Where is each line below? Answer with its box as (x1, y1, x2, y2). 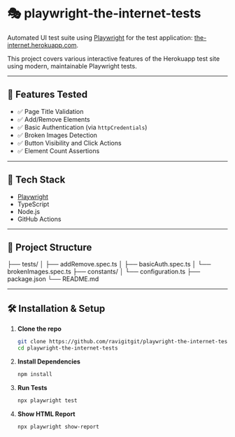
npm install (17, 371, 52, 378)
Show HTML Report (17, 410, 76, 418)
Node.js (17, 207, 41, 215)
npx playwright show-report (17, 423, 99, 430)
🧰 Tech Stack (7, 174, 66, 186)
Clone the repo (17, 324, 62, 333)
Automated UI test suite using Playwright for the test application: (7, 33, 193, 42)
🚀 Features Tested (7, 89, 88, 101)
